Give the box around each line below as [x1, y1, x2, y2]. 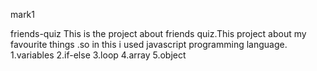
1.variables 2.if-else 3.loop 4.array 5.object [10, 49, 187, 61]
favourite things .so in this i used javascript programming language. [10, 39, 288, 50]
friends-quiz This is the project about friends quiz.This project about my [10, 28, 307, 39]
